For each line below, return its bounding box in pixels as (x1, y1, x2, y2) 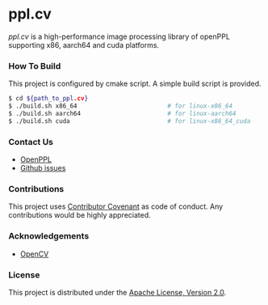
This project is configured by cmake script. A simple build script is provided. (8, 78, 262, 89)
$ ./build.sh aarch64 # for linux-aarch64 (8, 109, 237, 117)
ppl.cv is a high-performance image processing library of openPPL (8, 32, 230, 41)
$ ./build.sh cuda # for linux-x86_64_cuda (8, 116, 251, 125)
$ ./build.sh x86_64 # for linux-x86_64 (8, 102, 232, 110)
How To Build (8, 60, 61, 71)
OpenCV (19, 248, 49, 259)
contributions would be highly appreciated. (8, 210, 151, 220)
